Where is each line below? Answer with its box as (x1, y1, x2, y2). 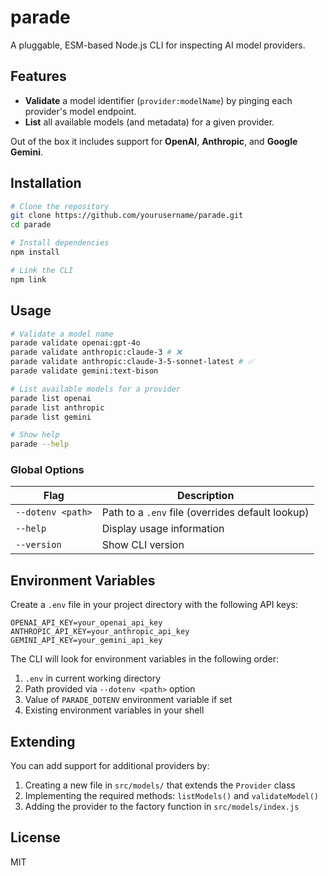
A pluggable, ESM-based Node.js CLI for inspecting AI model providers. (10, 39, 306, 51)
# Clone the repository (10, 201, 110, 211)
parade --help (10, 439, 70, 450)
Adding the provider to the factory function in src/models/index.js (24, 801, 300, 813)
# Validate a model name (10, 329, 114, 339)
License (10, 829, 61, 846)
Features (10, 68, 67, 85)
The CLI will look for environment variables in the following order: (10, 653, 279, 665)
